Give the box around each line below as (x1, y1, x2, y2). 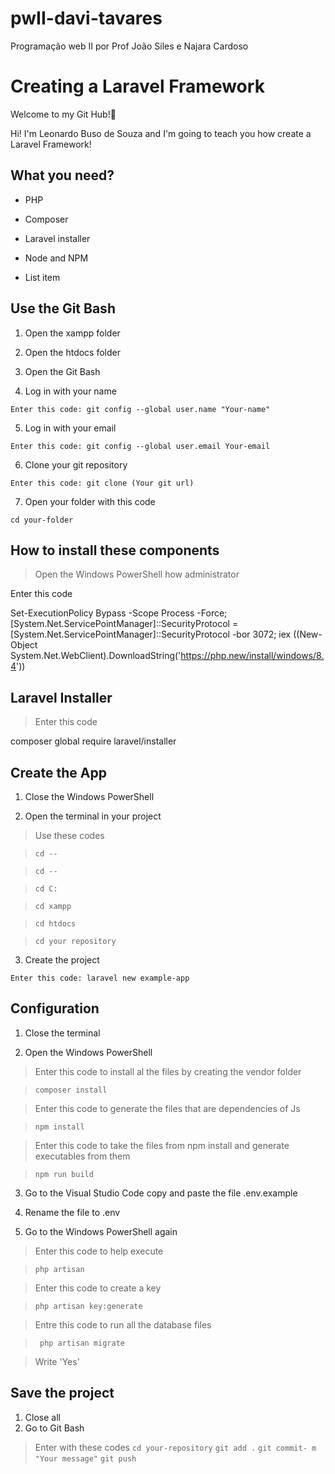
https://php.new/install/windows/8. (180, 650, 325, 662)
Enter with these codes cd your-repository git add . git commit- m (34, 1441, 317, 1453)
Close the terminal (24, 1027, 101, 1039)
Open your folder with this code (24, 495, 156, 507)
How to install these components (10, 542, 220, 559)
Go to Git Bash (24, 1422, 85, 1434)
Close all (24, 1411, 61, 1423)
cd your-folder (10, 515, 74, 525)
